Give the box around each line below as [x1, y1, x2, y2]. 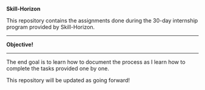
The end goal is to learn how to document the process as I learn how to [6, 58, 186, 66]
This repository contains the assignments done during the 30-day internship [6, 17, 198, 24]
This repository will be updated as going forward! [6, 77, 130, 84]
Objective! [6, 41, 34, 48]
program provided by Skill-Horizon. [6, 24, 95, 30]
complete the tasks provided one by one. [6, 65, 110, 72]
